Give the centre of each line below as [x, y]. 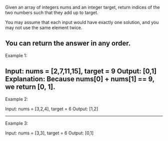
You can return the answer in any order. [68, 43]
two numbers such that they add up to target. [52, 13]
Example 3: [17, 123]
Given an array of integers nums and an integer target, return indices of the [82, 7]
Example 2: [17, 99]
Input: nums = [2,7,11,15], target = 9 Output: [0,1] [81, 72]
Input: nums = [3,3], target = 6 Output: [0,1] [49, 133]
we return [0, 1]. [30, 87]
